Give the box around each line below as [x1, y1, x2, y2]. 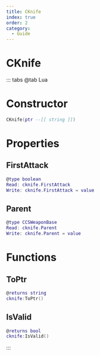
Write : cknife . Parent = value [6, 230, 82, 237]
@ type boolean [6, 176, 42, 182]
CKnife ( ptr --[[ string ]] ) [6, 117, 76, 123]
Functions [6, 251, 57, 264]
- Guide [11, 31, 31, 37]
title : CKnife [6, 8, 42, 15]
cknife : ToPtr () [6, 295, 44, 301]
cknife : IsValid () [6, 333, 49, 339]
